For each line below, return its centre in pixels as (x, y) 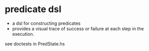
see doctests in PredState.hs (35, 43)
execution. (23, 34)
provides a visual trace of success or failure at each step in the (78, 28)
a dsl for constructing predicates (46, 23)
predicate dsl (33, 9)
